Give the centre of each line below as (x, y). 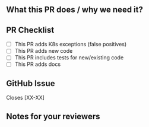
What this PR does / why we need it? (75, 10)
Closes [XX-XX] (25, 98)
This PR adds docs (38, 64)
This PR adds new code (44, 51)
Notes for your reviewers (53, 116)
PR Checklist (30, 30)
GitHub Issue (31, 83)
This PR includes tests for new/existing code (69, 58)
